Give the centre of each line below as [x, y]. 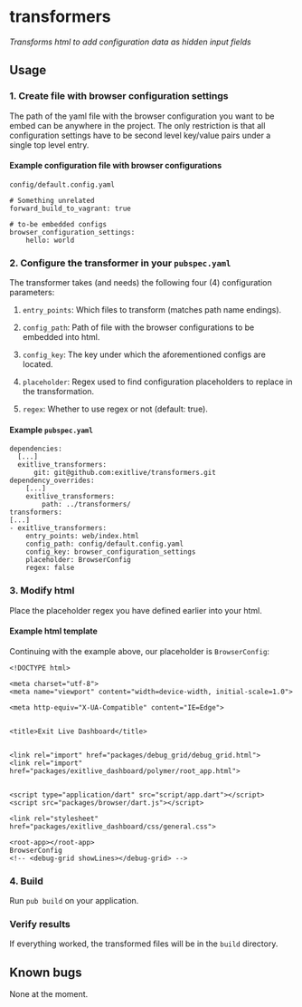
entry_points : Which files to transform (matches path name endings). [152, 310]
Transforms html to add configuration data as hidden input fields [130, 42]
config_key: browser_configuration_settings [111, 552]
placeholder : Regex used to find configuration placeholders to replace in [157, 382]
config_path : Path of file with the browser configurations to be [138, 327]
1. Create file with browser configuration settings [119, 96]
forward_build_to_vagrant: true [70, 208]
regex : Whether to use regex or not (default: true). [115, 409]
